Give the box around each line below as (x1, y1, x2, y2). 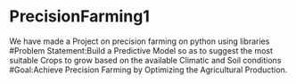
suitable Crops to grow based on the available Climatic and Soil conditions (9, 55, 282, 65)
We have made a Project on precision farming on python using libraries (9, 36, 270, 46)
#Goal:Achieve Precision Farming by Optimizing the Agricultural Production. (9, 64, 288, 75)
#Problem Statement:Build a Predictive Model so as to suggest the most (9, 45, 274, 55)
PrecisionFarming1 (9, 6, 150, 27)
